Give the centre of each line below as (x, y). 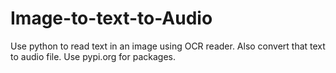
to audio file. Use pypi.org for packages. (93, 56)
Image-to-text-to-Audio (111, 18)
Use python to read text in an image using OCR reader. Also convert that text (168, 46)
